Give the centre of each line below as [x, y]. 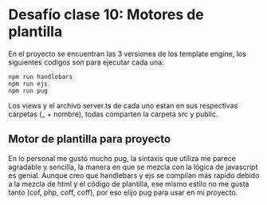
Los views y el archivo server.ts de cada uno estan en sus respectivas [123, 105]
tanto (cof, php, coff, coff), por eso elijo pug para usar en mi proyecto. [123, 192]
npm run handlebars [41, 77]
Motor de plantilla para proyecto [90, 139]
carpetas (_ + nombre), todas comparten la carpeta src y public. [113, 114]
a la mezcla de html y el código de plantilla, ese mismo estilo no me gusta [129, 183]
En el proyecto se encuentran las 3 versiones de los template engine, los [128, 53]
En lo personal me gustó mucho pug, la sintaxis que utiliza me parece [122, 158]
